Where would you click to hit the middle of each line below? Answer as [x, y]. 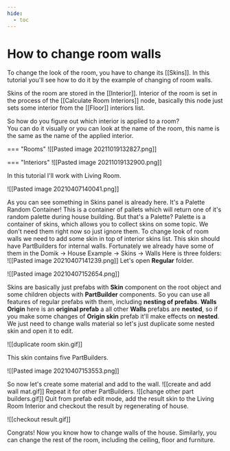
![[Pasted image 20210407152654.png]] [64, 274]
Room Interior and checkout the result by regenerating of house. [98, 406]
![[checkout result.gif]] [39, 419]
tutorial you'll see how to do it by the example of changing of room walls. [110, 80]
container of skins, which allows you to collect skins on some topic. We [108, 224]
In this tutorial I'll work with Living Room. [64, 176]
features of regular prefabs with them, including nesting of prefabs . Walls [112, 302]
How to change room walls [84, 54]
